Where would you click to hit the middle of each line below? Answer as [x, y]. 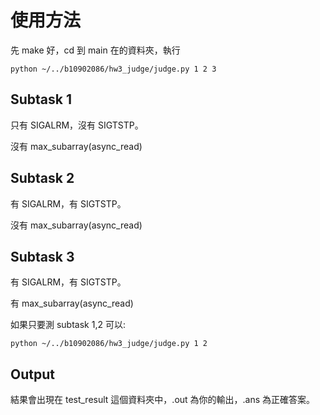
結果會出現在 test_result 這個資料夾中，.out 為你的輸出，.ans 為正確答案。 [163, 400]
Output [32, 374]
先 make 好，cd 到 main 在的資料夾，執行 [95, 50]
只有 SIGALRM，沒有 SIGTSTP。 [77, 125]
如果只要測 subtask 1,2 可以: [68, 325]
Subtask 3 [42, 256]
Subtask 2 [42, 178]
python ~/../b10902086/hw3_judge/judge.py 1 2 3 [113, 69]
